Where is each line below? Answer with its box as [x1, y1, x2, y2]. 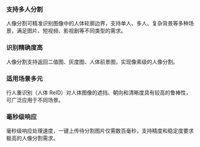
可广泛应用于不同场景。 [6, 96, 64, 103]
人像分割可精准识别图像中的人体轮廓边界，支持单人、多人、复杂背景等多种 [6, 20, 189, 27]
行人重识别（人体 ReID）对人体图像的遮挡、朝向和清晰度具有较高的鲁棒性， [6, 89, 192, 96]
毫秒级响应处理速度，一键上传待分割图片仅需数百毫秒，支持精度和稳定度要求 [6, 127, 194, 135]
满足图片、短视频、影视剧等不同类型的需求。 [16, 27, 126, 34]
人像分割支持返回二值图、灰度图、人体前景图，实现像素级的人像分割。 [6, 58, 179, 65]
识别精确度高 [6, 43, 43, 52]
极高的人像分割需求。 [6, 135, 58, 142]
